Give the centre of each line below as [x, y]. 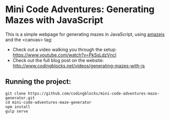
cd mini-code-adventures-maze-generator [49, 102]
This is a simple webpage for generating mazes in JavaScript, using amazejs [85, 34]
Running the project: [38, 82]
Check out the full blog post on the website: [58, 60]
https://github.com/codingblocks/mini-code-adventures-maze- [93, 93]
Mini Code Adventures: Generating [80, 9]
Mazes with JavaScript [54, 20]
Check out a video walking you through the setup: [65, 49]
